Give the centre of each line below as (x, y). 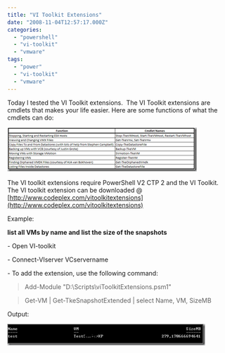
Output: (18, 314)
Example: (21, 219)
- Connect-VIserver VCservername (58, 259)
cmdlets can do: (31, 117)
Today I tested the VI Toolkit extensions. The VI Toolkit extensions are (109, 103)
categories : (25, 30)
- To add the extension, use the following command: (83, 273)
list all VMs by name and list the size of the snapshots (87, 232)
